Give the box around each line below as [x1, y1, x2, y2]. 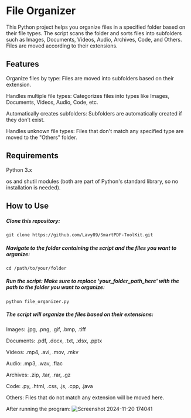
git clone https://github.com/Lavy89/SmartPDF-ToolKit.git [6, 232, 154, 238]
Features [6, 59, 39, 69]
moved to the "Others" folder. [6, 134, 77, 141]
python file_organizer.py [6, 298, 69, 304]
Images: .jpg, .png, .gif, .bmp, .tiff [6, 325, 86, 332]
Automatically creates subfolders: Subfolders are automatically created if [6, 110, 183, 117]
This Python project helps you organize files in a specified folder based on [6, 23, 186, 30]
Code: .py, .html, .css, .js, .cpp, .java [6, 382, 93, 389]
